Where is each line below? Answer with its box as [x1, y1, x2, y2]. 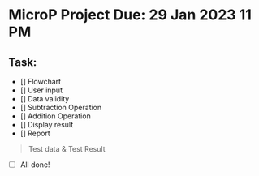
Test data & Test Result [28, 144, 106, 153]
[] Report [19, 128, 50, 138]
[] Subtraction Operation [19, 103, 102, 112]
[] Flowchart [19, 77, 62, 86]
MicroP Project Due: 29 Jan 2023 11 [8, 6, 252, 24]
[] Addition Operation [19, 111, 91, 121]
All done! [19, 160, 50, 170]
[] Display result [19, 120, 74, 129]
